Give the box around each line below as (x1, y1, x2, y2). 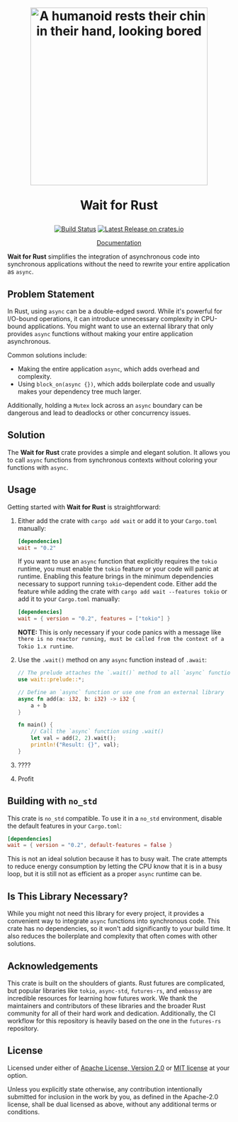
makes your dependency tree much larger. (17, 387, 142, 396)
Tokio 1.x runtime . (17, 642, 74, 650)
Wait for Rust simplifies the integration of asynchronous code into (7, 252, 200, 261)
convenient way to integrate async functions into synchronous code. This (7, 917, 220, 925)
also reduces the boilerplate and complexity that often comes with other (7, 932, 217, 941)
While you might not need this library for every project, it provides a (7, 910, 205, 918)
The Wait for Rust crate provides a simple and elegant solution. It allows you (7, 448, 230, 456)
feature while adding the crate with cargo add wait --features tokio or (17, 587, 228, 596)
